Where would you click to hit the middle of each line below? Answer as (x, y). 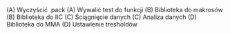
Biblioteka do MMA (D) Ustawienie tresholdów (72, 24)
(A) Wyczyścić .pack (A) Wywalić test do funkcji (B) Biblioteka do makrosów (115, 10)
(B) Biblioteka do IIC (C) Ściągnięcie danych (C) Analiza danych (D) (102, 17)
